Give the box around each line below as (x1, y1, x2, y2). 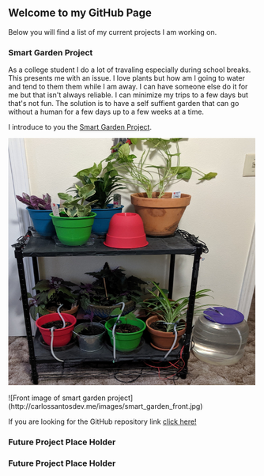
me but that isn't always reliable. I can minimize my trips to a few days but (8, 90, 249, 100)
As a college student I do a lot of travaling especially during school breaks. (8, 65, 251, 74)
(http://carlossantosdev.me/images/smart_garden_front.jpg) (8, 402, 203, 411)
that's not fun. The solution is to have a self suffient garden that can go (8, 99, 239, 108)
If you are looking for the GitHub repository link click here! (8, 417, 197, 426)
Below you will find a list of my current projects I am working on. (8, 27, 217, 36)
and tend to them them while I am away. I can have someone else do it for (8, 82, 248, 92)
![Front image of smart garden (8, 393, 106, 402)
